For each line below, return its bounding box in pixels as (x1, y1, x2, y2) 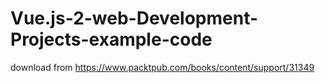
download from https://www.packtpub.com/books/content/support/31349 (10, 61, 315, 73)
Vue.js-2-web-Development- (10, 7, 259, 30)
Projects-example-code (10, 28, 213, 51)
